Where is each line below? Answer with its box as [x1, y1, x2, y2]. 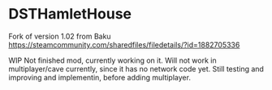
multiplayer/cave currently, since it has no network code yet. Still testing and [8, 63, 264, 73]
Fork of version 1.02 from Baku [8, 31, 111, 41]
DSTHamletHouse [8, 5, 132, 23]
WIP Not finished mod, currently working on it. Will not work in [8, 55, 217, 65]
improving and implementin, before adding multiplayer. [8, 72, 191, 82]
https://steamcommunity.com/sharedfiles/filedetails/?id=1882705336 [8, 39, 240, 49]
